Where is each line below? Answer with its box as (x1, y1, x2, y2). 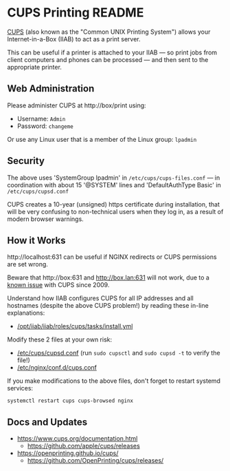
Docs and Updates (7, 416, 88, 428)
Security (7, 155, 45, 167)
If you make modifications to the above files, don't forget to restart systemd (7, 377, 221, 385)
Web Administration (7, 83, 95, 94)
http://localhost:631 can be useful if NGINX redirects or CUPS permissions (7, 253, 218, 261)
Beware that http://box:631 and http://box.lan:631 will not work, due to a (7, 273, 209, 282)
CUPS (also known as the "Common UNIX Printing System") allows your (7, 28, 211, 36)
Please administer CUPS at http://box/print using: (7, 101, 146, 109)
